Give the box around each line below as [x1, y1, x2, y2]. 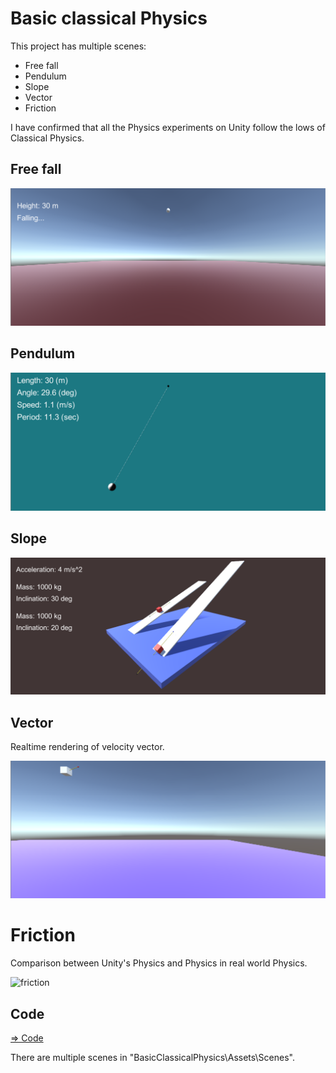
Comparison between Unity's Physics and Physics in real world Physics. [10, 957, 308, 969]
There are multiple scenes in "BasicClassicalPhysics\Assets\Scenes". [10, 1051, 295, 1063]
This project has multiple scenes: [10, 40, 147, 52]
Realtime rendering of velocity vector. [10, 741, 165, 753]
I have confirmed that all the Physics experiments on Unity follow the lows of [10, 121, 326, 133]
